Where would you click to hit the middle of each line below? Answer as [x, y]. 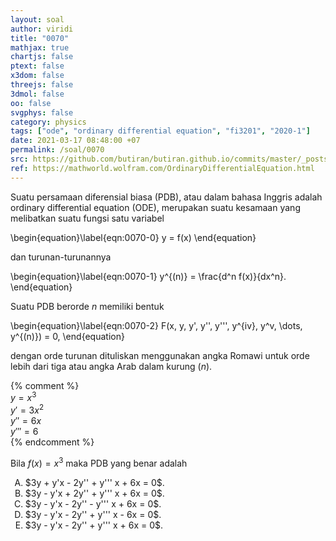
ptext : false [37, 66]
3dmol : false [37, 94]
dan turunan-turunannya [61, 257]
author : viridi [42, 29]
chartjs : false [42, 57]
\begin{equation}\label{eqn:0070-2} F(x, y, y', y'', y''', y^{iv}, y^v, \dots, [156, 325]
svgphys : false [42, 112]
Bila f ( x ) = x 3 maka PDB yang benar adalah [99, 462]
